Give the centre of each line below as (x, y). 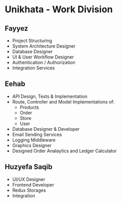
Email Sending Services (37, 134)
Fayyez (17, 28)
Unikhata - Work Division (59, 9)
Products (29, 107)
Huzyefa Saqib (29, 167)
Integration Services (33, 68)
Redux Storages (29, 190)
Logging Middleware (34, 140)
